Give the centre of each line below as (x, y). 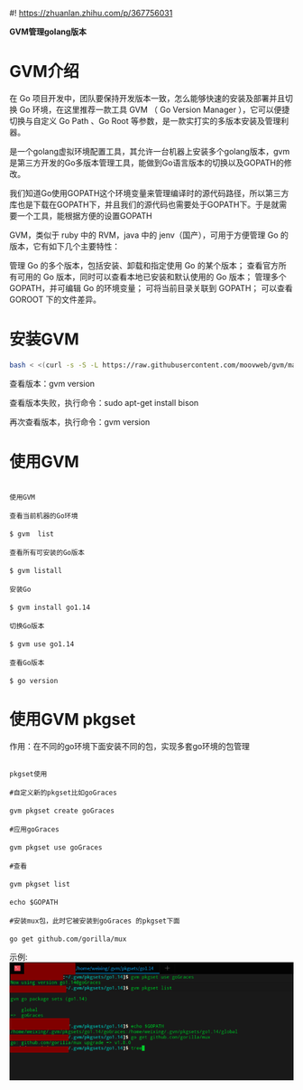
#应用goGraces (35, 829)
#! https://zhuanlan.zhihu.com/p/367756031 (91, 13)
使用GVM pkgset (73, 719)
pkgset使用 (28, 774)
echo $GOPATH (34, 902)
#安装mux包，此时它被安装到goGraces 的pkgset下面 (95, 921)
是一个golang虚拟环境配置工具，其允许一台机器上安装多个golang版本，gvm (150, 151)
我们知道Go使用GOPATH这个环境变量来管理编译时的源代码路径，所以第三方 (149, 193)
